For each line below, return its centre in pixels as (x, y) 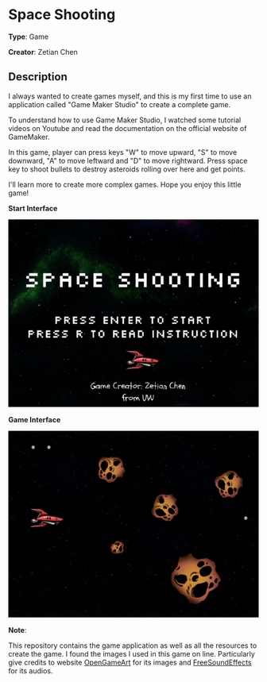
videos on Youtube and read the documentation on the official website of (128, 128)
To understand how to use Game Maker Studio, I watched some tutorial (125, 120)
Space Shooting (62, 15)
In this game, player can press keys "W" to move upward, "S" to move (123, 152)
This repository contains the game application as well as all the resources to (133, 645)
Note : (17, 630)
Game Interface (35, 419)
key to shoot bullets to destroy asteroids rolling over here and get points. (127, 169)
